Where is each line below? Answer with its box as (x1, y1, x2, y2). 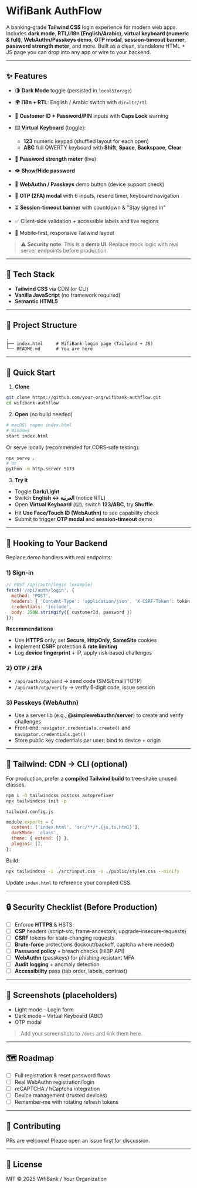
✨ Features (6, 71, 47, 81)
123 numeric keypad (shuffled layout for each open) (23, 137, 150, 145)
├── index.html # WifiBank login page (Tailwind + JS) (6, 341, 154, 347)
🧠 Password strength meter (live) (14, 155, 97, 162)
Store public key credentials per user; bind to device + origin (14, 737, 161, 744)
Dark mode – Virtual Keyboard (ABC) (14, 1012, 104, 1019)
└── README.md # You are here (6, 346, 93, 352)
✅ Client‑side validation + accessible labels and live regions (14, 217, 159, 224)
